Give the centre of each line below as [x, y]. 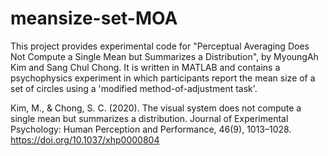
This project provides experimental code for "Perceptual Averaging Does [160, 46]
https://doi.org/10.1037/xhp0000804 [85, 139]
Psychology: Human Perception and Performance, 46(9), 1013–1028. [151, 129]
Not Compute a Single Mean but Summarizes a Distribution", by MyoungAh [164, 56]
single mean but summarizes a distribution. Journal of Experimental [149, 118]
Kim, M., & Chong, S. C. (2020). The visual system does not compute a [156, 108]
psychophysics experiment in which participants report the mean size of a [163, 78]
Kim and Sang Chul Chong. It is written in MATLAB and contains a [145, 67]
